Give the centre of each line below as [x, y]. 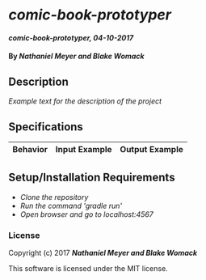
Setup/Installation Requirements [92, 178]
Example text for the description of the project [85, 101]
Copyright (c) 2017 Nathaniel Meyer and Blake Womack [103, 253]
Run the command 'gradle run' [71, 206]
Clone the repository [54, 197]
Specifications [46, 127]
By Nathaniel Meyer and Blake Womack [76, 56]
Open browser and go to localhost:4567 [86, 214]
